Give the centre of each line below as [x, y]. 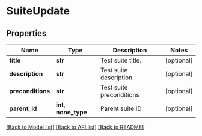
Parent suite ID [121, 108]
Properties [26, 33]
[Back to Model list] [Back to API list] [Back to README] [75, 127]
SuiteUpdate [38, 11]
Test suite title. [121, 60]
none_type [72, 112]
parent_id [23, 108]
